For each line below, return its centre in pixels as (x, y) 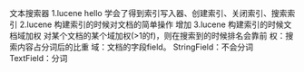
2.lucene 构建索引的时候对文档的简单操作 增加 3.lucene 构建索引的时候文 (156, 24)
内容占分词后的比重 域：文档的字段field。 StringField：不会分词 (135, 47)
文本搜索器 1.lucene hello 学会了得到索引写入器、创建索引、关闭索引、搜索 (148, 13)
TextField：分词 (39, 58)
